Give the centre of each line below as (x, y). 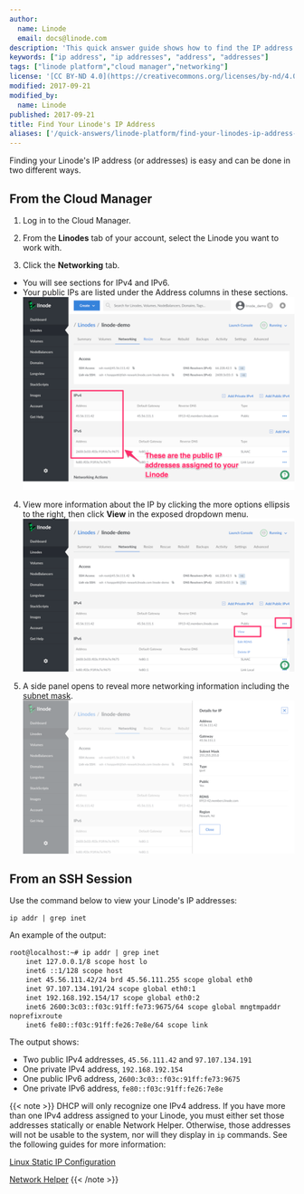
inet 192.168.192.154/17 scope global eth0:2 (113, 998)
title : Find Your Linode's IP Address (82, 124)
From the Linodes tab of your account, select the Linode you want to (150, 238)
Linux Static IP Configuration (62, 1162)
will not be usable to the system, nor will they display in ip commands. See (148, 1135)
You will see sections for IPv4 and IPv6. (96, 282)
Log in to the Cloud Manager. (76, 220)
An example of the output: (58, 935)
